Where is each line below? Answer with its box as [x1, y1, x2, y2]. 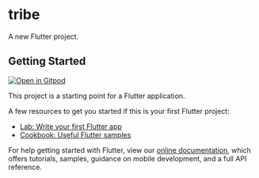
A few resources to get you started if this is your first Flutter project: [8, 106, 230, 116]
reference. [8, 162, 42, 172]
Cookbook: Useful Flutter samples [19, 130, 131, 139]
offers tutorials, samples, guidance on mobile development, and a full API [8, 153, 247, 163]
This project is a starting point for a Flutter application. [8, 91, 185, 100]
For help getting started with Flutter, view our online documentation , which [8, 145, 252, 155]
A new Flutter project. [8, 32, 79, 41]
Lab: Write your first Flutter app [19, 121, 123, 131]
